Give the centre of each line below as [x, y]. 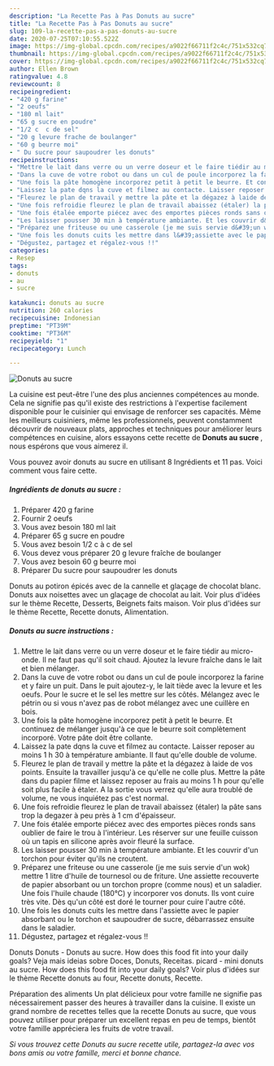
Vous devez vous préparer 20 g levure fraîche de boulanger [121, 553]
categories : [29, 251]
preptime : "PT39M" [40, 325]
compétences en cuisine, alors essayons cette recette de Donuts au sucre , [136, 438]
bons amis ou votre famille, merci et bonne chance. [96, 1053]
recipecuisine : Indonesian [55, 318]
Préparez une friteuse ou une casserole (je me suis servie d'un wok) [135, 867]
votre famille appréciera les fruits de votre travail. [91, 1029]
